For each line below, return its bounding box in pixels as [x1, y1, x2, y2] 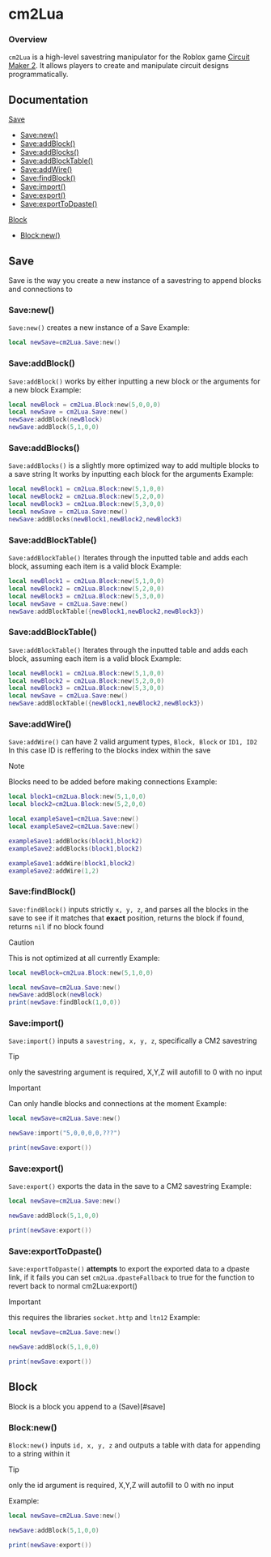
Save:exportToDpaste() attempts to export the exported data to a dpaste [8, 1264, 250, 1274]
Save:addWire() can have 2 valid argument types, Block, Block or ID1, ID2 [8, 737, 257, 747]
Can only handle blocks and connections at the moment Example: [8, 1099, 227, 1109]
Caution [8, 937, 35, 947]
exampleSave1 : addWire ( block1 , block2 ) [8, 859, 136, 868]
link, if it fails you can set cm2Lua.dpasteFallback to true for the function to [8, 1272, 255, 1282]
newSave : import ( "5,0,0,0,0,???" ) [8, 1129, 121, 1138]
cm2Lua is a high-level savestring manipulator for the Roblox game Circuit [8, 52, 250, 62]
